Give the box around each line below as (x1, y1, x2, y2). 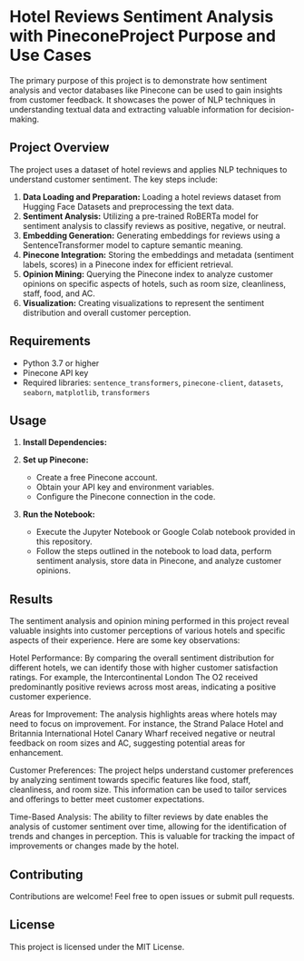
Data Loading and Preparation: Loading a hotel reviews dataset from (22, 191, 281, 202)
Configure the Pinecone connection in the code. (35, 491, 216, 502)
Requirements (9, 333, 91, 349)
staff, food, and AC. (22, 288, 95, 299)
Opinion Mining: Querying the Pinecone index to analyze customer (22, 268, 274, 279)
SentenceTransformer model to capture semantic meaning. (22, 239, 243, 251)
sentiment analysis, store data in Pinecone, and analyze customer (35, 556, 282, 567)
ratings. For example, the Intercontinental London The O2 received (9, 672, 259, 683)
